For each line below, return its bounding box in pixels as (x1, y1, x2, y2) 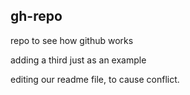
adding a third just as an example (10, 54, 147, 66)
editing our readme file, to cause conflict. (10, 73, 180, 85)
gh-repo (10, 8, 63, 25)
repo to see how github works (10, 34, 134, 46)
